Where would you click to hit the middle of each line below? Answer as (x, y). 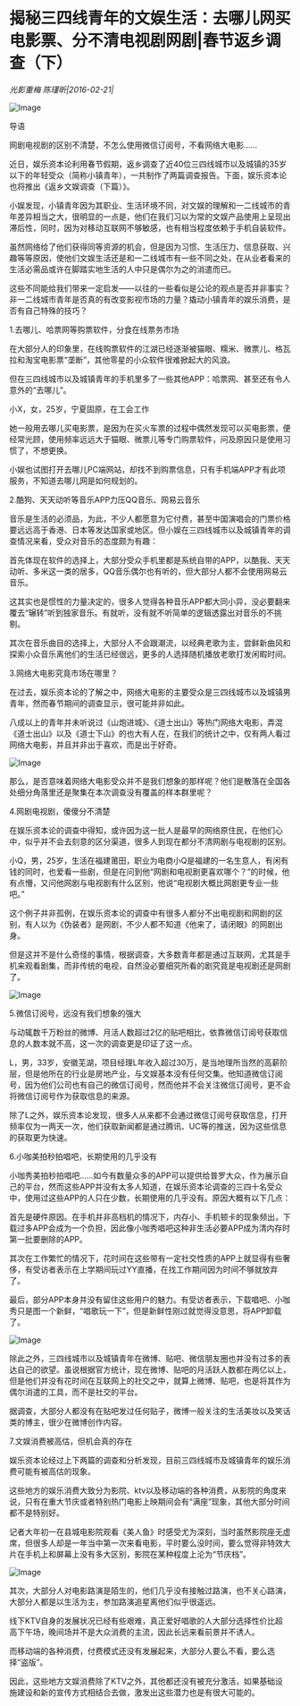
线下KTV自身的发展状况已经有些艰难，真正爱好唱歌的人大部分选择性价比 (142, 1620)
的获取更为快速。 (41, 1137)
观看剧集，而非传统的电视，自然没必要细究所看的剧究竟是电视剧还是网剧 (158, 965)
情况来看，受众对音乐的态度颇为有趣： (87, 541)
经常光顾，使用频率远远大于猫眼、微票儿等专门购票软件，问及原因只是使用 (146, 439)
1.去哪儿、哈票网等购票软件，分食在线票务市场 (94, 329)
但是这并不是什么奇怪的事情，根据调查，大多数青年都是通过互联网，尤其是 (146, 954)
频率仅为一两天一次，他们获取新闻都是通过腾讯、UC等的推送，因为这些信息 (148, 1126)
